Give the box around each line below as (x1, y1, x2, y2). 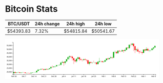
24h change (35, 21, 60, 27)
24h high (66, 21, 85, 27)
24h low (94, 21, 112, 27)
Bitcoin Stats (5, 3, 58, 15)
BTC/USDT (8, 21, 30, 27)
